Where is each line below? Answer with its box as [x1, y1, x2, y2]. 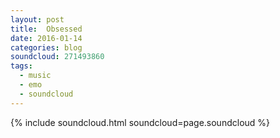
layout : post [10, 14, 65, 25]
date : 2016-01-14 [10, 33, 83, 43]
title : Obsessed [10, 24, 83, 34]
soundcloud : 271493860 [10, 52, 105, 62]
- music [19, 71, 52, 81]
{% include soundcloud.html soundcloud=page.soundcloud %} [10, 116, 271, 128]
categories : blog [10, 42, 83, 53]
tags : [10, 61, 33, 71]
